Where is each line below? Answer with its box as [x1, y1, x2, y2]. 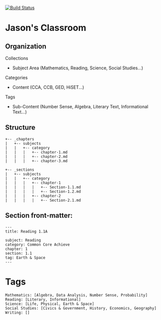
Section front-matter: [5, 211, 73, 220]
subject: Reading [5, 238, 41, 243]
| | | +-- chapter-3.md [5, 158, 68, 163]
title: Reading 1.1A [5, 229, 48, 234]
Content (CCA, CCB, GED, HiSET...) [12, 84, 84, 90]
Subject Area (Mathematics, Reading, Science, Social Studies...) [12, 65, 143, 71]
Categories [5, 75, 28, 80]
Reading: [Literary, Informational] [5, 297, 81, 302]
